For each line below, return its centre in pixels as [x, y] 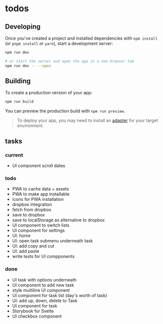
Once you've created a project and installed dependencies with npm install [81, 38]
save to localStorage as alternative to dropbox [58, 220]
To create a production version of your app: [49, 93]
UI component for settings [38, 231]
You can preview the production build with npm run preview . [65, 111]
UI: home [21, 236]
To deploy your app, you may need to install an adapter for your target [87, 121]
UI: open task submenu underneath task [52, 241]
